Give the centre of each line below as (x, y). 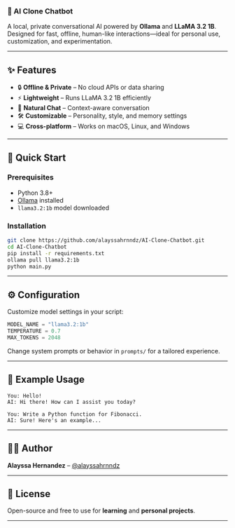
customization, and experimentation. (60, 41)
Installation (27, 226)
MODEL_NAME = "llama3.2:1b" (48, 325)
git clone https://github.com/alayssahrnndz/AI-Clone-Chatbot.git (106, 241)
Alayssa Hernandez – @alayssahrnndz (64, 465)
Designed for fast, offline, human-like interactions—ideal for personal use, (114, 34)
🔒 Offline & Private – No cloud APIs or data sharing (91, 88)
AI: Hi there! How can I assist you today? (72, 402)
